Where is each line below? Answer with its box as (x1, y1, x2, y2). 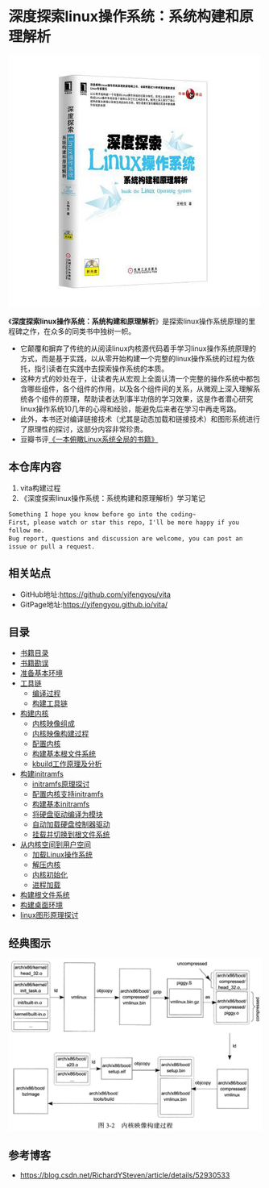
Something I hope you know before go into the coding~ (8, 510, 197, 519)
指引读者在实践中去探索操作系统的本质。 (34, 364, 169, 373)
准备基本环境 (19, 669, 63, 678)
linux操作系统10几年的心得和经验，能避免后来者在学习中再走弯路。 (19, 404, 242, 414)
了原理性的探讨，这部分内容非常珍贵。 (19, 424, 147, 434)
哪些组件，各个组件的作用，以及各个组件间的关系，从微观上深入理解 (27, 384, 254, 394)
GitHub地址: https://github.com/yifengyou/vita (19, 590, 172, 599)
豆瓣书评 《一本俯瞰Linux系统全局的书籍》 (19, 434, 159, 444)
